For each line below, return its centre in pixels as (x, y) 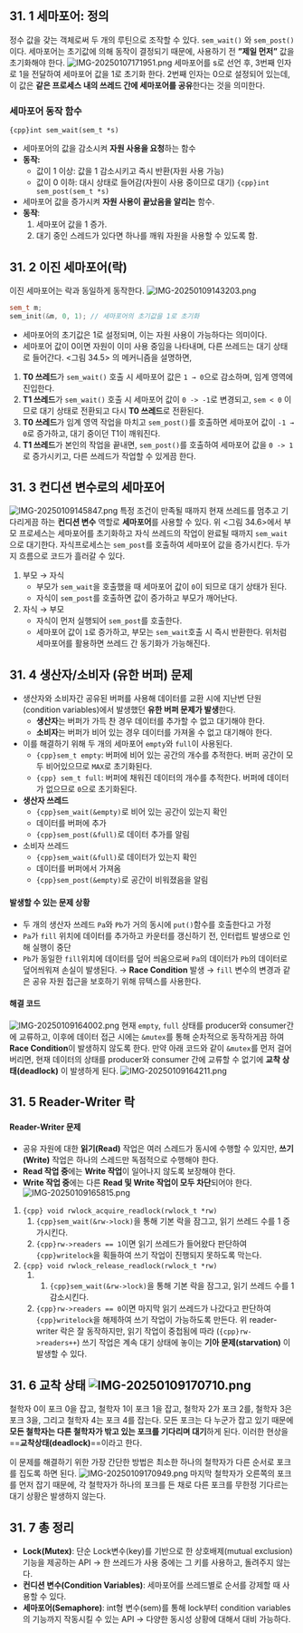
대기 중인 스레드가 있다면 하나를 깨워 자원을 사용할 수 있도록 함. (147, 236)
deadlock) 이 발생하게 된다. (69, 1071)
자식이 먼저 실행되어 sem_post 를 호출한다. (109, 621)
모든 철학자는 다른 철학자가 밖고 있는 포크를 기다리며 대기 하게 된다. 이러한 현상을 (149, 1432)
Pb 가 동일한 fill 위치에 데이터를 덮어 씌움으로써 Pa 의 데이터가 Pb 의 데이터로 (155, 958)
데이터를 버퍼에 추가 (71, 823)
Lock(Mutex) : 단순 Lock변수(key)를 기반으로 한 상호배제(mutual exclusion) (157, 1550)
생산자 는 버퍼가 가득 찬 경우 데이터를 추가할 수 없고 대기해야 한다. (150, 721)
